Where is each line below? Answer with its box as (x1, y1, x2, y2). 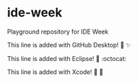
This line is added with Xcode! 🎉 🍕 (7, 67, 104, 76)
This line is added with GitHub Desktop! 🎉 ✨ (7, 40, 132, 49)
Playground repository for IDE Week (7, 27, 108, 36)
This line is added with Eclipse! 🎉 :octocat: (7, 54, 127, 62)
